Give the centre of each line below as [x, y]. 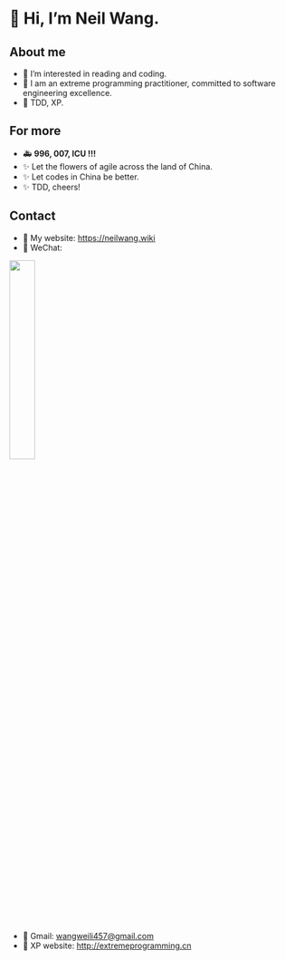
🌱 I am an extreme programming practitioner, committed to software [149, 83]
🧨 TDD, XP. [43, 102]
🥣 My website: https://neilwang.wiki [89, 238]
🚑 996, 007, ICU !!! [59, 153]
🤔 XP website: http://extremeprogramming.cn [107, 945]
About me [38, 52]
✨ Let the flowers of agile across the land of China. [117, 166]
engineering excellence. [67, 93]
